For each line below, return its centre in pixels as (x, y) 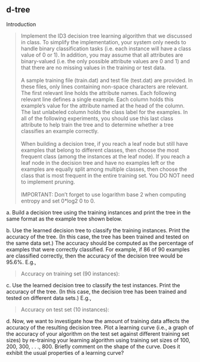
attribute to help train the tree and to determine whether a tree (97, 124)
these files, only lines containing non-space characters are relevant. (104, 87)
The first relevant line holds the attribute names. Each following (99, 93)
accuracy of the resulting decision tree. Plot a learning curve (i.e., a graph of (100, 327)
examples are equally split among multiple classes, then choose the (104, 169)
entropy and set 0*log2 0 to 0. (58, 201)
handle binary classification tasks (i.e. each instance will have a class (106, 48)
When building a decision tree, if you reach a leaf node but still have (104, 143)
